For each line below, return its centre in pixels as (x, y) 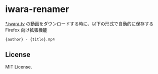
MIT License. (19, 66)
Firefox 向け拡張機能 (26, 30)
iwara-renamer (37, 9)
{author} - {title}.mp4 (30, 39)
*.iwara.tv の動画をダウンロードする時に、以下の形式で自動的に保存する (80, 23)
